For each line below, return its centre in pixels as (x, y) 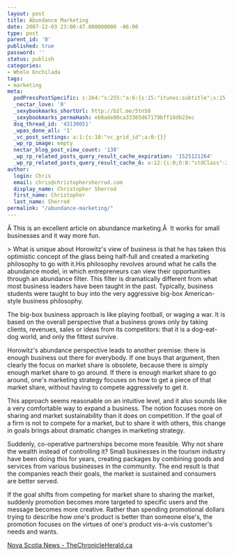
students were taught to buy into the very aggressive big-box (95, 293)
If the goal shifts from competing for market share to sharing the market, (111, 494)
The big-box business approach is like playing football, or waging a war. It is (116, 314)
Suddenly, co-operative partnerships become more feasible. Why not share (116, 444)
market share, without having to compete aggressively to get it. (98, 387)
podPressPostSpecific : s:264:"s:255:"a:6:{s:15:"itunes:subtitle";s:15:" (123, 98)
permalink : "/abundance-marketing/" (60, 209)
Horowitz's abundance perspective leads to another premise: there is (107, 350)
